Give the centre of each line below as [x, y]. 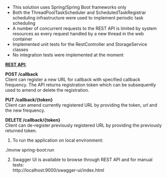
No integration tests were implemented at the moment [68, 55]
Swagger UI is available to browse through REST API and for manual [82, 160]
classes [20, 50]
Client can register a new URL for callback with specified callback [73, 80]
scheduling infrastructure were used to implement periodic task [78, 18]
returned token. [21, 131]
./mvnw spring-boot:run [30, 150]
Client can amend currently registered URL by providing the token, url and [81, 105]
